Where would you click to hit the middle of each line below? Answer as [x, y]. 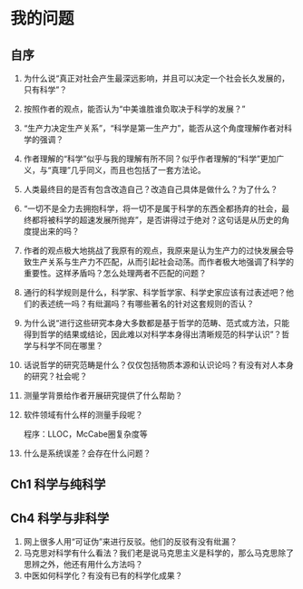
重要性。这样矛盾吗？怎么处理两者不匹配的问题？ [115, 273]
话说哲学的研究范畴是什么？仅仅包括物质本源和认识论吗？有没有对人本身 [158, 365]
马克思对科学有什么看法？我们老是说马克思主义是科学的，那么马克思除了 [158, 553]
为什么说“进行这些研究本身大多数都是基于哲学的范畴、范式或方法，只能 [156, 323]
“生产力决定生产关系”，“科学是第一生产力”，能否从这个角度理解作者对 [154, 128]
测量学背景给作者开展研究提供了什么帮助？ [103, 396]
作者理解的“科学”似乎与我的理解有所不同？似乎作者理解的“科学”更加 [150, 159]
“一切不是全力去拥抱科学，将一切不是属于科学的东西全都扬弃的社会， [152, 208]
